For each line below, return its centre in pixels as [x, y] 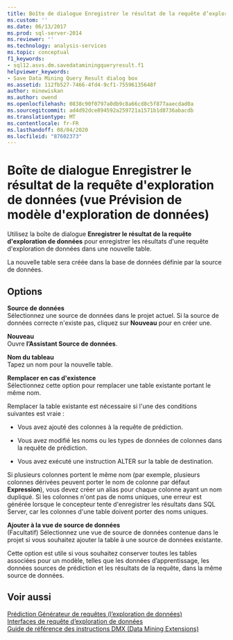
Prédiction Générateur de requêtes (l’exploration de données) [95, 614]
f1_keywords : [26, 59]
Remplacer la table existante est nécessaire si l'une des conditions [102, 406]
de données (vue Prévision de [95, 200]
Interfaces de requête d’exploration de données [75, 621]
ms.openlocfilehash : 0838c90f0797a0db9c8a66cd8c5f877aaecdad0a [101, 104]
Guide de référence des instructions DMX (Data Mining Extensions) [103, 628]
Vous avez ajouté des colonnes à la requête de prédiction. [100, 427]
